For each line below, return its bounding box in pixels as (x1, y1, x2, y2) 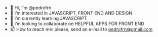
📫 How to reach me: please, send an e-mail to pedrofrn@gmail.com (10, 26, 153, 32)
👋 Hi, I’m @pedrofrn (10, 5, 52, 10)
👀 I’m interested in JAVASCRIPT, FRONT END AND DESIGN (10, 10, 133, 16)
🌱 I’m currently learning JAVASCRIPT (10, 15, 87, 21)
